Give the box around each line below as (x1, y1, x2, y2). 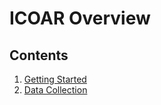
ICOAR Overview (9, 7, 151, 30)
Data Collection (23, 84, 88, 96)
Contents (9, 47, 69, 64)
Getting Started (23, 73, 87, 85)
